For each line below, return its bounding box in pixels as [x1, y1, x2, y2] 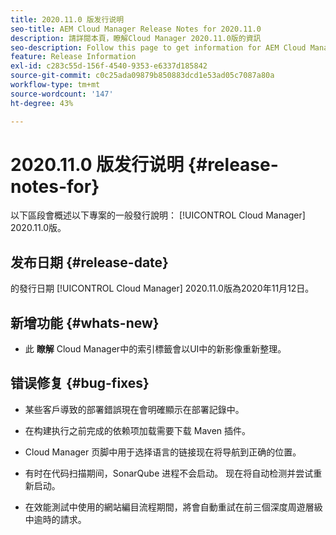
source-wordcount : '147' [10, 89, 114, 99]
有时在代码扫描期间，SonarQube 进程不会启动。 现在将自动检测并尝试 [24, 467, 314, 479]
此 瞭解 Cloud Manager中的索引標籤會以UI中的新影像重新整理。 [24, 343, 287, 355]
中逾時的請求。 [24, 513, 87, 525]
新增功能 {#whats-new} [10, 314, 160, 331]
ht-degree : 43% [10, 98, 74, 108]
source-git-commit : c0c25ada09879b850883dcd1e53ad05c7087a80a [10, 71, 275, 81]
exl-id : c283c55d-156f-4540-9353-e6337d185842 [10, 61, 208, 71]
